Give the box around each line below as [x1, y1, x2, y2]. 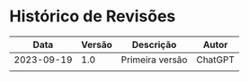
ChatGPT [196, 53, 236, 66]
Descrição [131, 38, 177, 51]
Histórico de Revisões [9, 6, 176, 27]
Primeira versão [120, 53, 188, 66]
